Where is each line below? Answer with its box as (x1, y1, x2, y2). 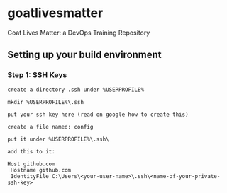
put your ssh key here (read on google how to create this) (7, 111, 189, 118)
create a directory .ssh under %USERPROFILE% (7, 86, 144, 93)
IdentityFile (10, 172, 50, 180)
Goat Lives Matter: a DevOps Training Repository (7, 28, 150, 37)
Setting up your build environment (7, 49, 162, 61)
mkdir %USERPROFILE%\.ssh (7, 98, 84, 105)
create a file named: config (7, 123, 94, 130)
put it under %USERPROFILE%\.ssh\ (7, 136, 110, 143)
